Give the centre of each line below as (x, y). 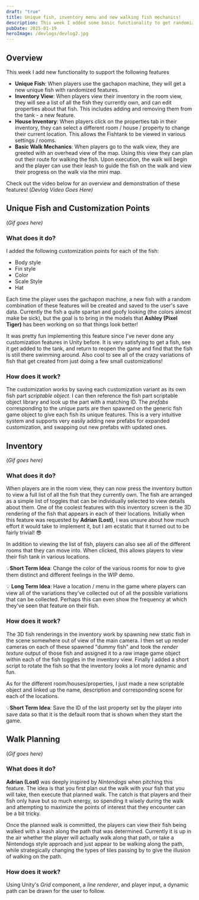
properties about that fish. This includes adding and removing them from (103, 109)
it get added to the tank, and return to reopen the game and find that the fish (99, 348)
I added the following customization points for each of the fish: (83, 251)
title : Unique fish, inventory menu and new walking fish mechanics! (94, 17)
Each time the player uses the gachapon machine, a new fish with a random (99, 299)
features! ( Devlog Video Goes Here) (50, 189)
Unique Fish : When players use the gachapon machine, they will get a (100, 83)
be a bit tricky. (24, 813)
